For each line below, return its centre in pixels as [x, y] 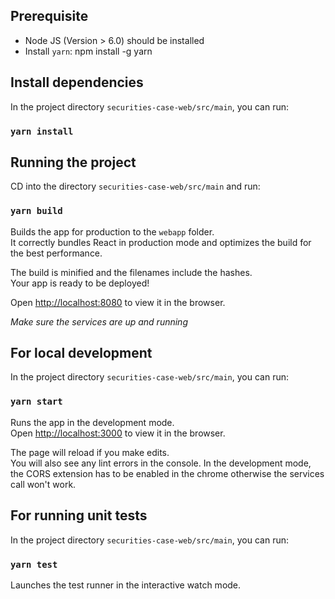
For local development [81, 353]
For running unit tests [79, 515]
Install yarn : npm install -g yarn [88, 51]
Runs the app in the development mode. [92, 422]
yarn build [36, 211]
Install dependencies [77, 82]
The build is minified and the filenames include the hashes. [131, 272]
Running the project [73, 162]
